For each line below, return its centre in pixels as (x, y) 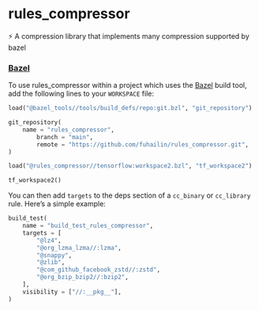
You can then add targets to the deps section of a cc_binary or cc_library (129, 195)
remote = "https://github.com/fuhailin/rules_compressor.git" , (143, 144)
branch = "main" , (65, 137)
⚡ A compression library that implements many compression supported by (129, 36)
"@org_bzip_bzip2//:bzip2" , (83, 278)
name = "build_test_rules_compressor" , (88, 226)
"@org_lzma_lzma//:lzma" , (79, 248)
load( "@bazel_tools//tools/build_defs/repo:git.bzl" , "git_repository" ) (130, 108)
